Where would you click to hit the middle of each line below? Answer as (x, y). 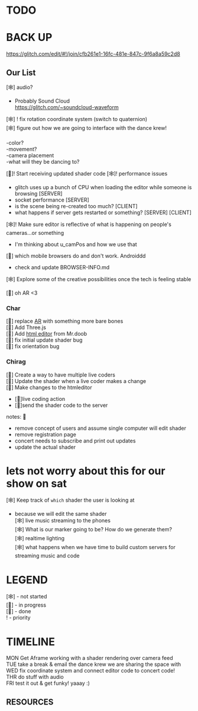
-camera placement (30, 155)
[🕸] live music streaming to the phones (63, 521)
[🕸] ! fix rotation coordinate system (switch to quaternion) (77, 119)
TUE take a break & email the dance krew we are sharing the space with (94, 664)
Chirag (16, 362)
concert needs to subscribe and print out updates (75, 441)
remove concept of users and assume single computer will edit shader (100, 428)
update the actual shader (45, 447)
